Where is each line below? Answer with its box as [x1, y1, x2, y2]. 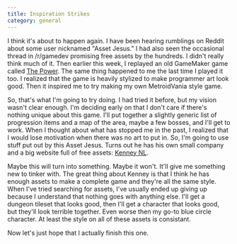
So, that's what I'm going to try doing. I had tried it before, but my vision [7, 95, 217, 104]
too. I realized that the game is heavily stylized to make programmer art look [7, 74, 229, 82]
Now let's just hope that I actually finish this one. [7, 228, 149, 237]
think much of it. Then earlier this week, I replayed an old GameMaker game [7, 59, 229, 67]
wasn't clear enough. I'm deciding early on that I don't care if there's [7, 103, 207, 111]
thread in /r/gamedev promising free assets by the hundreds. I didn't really [7, 51, 224, 60]
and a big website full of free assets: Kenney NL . [7, 148, 149, 157]
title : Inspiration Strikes [7, 10, 91, 18]
